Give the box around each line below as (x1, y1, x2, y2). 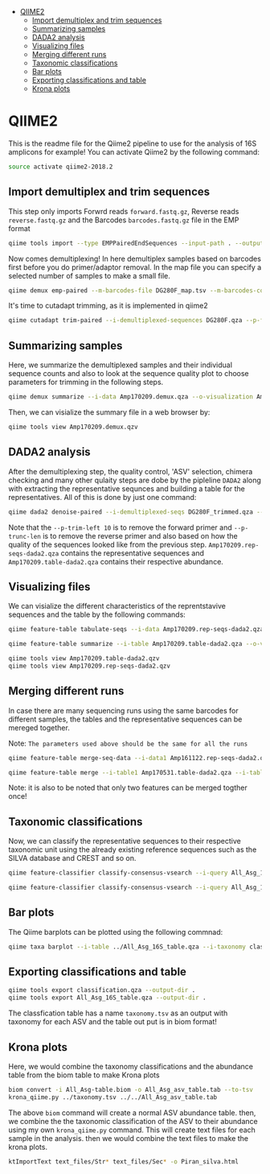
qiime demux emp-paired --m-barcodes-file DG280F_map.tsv (8, 286, 207, 295)
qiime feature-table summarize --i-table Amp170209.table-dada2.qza (8, 640, 243, 648)
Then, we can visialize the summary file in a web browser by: (8, 407, 211, 417)
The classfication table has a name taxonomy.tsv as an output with (8, 1008, 228, 1018)
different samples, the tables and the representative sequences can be (8, 714, 243, 724)
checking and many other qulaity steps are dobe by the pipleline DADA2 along (8, 475, 261, 485)
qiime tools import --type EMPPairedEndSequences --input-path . (8, 239, 231, 247)
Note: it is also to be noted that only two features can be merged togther (8, 783, 247, 792)
